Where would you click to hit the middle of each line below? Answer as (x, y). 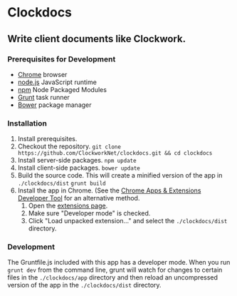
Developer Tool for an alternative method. (79, 198)
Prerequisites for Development (62, 59)
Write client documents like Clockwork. (97, 39)
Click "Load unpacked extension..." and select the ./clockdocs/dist (128, 221)
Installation (27, 123)
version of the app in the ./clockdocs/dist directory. (84, 285)
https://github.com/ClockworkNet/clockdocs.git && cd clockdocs (115, 153)
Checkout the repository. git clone (69, 146)
